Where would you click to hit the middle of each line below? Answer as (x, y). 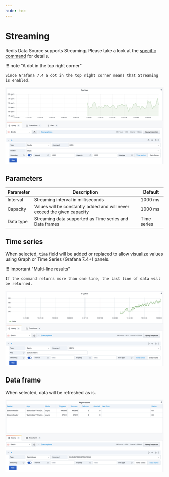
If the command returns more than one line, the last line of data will (83, 279)
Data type (17, 221)
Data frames (47, 224)
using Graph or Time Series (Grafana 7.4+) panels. (57, 259)
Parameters (24, 179)
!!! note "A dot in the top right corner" (44, 65)
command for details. (27, 56)
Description (85, 192)
